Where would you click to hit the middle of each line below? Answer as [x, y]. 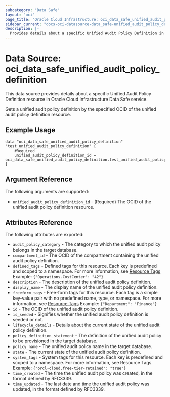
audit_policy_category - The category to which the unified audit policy [87, 244]
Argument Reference [39, 180]
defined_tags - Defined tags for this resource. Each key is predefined [84, 266]
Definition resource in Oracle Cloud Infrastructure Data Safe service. [76, 99]
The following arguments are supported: [47, 191]
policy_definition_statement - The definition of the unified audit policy [87, 336]
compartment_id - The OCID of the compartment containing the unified [86, 255]
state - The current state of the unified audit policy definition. [77, 352]
